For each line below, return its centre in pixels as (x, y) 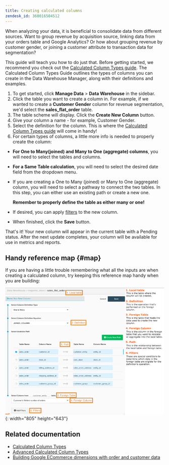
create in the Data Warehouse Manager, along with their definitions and (79, 78)
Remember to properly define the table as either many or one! (78, 202)
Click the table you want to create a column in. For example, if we (80, 99)
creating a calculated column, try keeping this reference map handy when (82, 275)
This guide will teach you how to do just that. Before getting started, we (79, 62)
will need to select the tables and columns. (57, 157)
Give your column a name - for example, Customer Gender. (74, 120)
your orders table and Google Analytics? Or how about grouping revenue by (84, 42)
